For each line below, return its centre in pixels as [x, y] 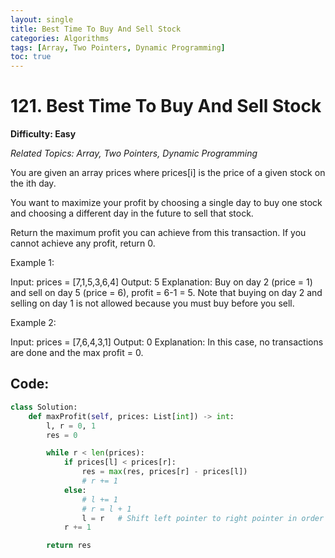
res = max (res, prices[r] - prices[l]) [164, 472]
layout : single [42, 19]
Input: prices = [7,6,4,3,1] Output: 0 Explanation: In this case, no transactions [167, 342]
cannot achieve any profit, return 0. [83, 243]
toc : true [31, 57]
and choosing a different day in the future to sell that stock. [132, 213]
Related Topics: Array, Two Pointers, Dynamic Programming [134, 153]
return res [69, 546]
